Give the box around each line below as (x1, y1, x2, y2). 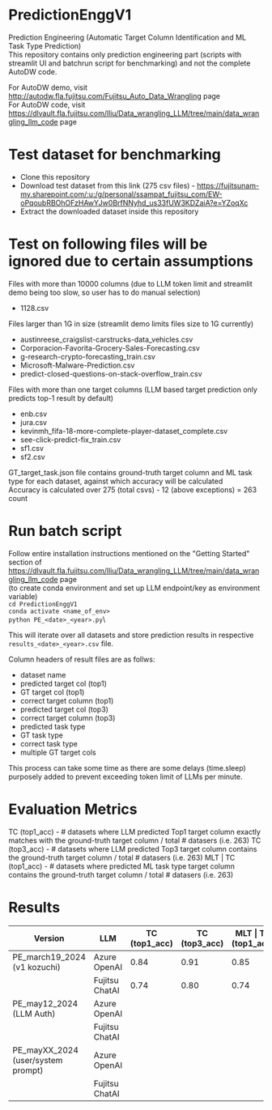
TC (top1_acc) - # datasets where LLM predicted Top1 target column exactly (8, 827, 261, 836)
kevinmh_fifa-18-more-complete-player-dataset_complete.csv (19, 426, 228, 436)
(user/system (12, 1054, 63, 1065)
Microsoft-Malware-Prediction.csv (19, 360, 135, 370)
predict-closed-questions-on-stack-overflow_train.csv (19, 368, 202, 378)
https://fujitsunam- (197, 181, 260, 190)
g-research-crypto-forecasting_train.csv (19, 351, 156, 361)
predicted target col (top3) (19, 704, 109, 714)
